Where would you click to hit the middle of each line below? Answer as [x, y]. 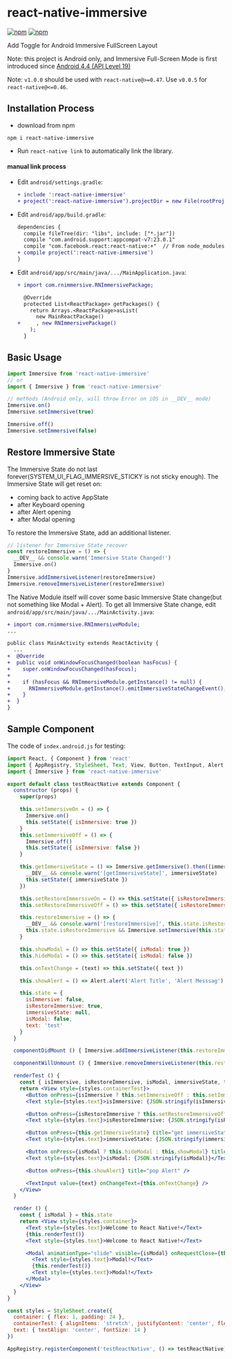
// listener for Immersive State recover [68, 545]
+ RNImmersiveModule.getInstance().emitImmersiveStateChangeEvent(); [117, 688]
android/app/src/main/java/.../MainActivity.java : [81, 612]
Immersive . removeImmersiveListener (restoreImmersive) [86, 584]
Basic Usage [35, 358]
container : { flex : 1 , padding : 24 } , [69, 1317]
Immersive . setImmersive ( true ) [51, 412]
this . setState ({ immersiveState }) [77, 879]
